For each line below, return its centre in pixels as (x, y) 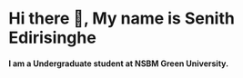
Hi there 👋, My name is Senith (122, 19)
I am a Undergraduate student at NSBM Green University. (119, 63)
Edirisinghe (52, 38)
